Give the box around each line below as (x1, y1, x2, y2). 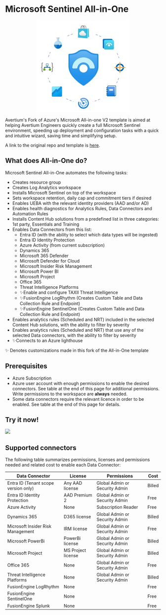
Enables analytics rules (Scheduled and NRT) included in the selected (12, 316, 155, 322)
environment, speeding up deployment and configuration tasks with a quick (5, 127, 159, 133)
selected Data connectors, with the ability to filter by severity (12, 332, 137, 338)
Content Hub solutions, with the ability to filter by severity (12, 322, 130, 328)
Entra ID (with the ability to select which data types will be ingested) (19, 231, 158, 237)
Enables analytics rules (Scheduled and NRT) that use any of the (12, 327, 144, 333)
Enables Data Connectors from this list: (12, 226, 92, 232)
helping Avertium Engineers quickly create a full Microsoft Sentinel (5, 122, 141, 128)
